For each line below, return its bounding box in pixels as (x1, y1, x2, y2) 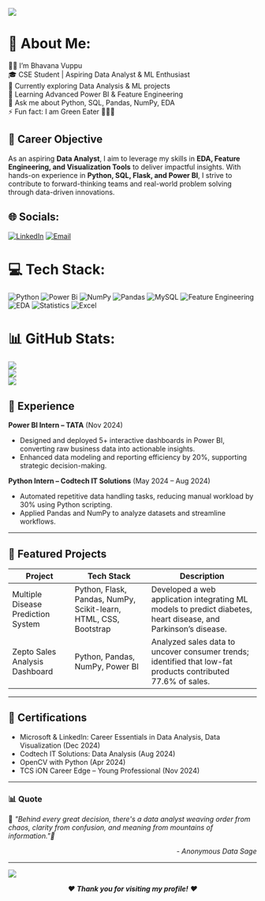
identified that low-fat (151, 657, 233, 668)
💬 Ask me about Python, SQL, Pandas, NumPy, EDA (8, 97, 175, 107)
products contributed (151, 666, 230, 677)
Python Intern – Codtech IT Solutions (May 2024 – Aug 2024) (8, 476, 211, 486)
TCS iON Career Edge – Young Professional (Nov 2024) (19, 766, 200, 775)
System (12, 619, 41, 630)
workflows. (19, 517, 57, 526)
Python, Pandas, (74, 651, 136, 662)
